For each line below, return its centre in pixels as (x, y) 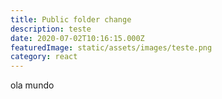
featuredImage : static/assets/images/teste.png (111, 47)
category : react (44, 57)
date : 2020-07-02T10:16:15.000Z (77, 38)
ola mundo (32, 85)
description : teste (51, 29)
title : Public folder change (71, 19)
